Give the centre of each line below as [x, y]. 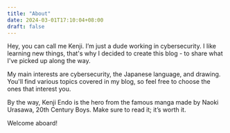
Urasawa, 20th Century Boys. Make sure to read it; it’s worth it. [97, 110]
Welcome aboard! [32, 123]
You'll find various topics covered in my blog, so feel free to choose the [109, 82]
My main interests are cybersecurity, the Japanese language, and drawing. [114, 74]
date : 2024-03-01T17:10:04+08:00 [55, 20]
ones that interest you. [39, 89]
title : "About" [29, 14]
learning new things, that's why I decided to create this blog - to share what [115, 53]
